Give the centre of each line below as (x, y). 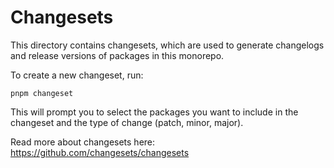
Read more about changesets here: (83, 142)
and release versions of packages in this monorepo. (117, 55)
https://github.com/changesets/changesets (100, 152)
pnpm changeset (42, 93)
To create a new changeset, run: (77, 75)
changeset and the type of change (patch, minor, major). (127, 122)
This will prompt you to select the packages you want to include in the (154, 112)
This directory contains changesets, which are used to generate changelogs (167, 45)
